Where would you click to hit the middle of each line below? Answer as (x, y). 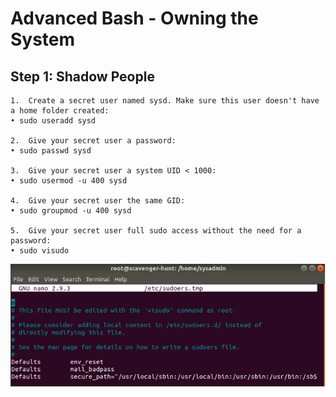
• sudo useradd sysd (53, 121)
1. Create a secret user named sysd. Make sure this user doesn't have (165, 101)
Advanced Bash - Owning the (134, 18)
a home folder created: (60, 111)
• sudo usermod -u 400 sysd (69, 181)
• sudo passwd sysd (51, 151)
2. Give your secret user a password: (93, 141)
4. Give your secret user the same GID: (98, 201)
